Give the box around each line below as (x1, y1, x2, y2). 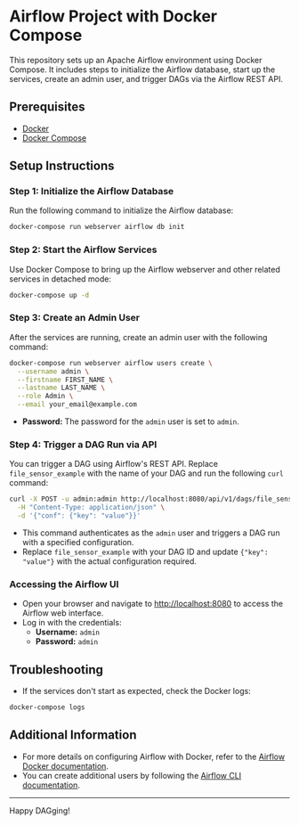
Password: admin (35, 636, 99, 647)
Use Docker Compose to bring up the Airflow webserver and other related (9, 264, 280, 274)
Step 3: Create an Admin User (9, 312, 141, 324)
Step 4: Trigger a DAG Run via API (9, 438, 158, 451)
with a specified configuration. (21, 536, 134, 547)
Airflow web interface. (21, 608, 104, 618)
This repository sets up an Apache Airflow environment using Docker (9, 54, 263, 65)
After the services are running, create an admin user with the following (9, 331, 268, 342)
